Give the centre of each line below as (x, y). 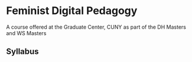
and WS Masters (26, 33)
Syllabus (23, 52)
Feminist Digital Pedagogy (72, 11)
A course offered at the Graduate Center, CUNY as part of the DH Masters (96, 27)
